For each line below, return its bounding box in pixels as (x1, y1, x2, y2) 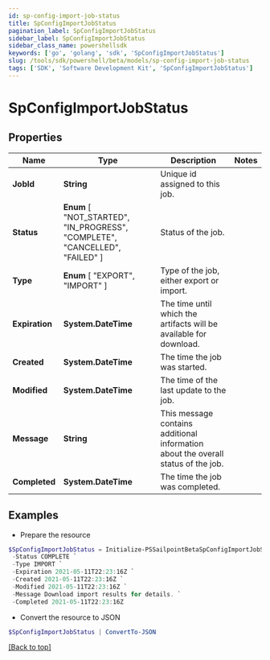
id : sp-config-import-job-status (8, 11, 121, 20)
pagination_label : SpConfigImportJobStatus (8, 27, 157, 35)
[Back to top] (8, 642, 51, 652)
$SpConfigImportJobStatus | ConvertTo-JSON (8, 628, 157, 636)
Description (170, 155, 217, 166)
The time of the (160, 374, 219, 386)
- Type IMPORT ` (11, 560, 63, 568)
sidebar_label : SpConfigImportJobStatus (8, 34, 146, 43)
